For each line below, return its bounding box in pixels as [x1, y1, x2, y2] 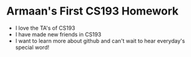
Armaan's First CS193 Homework [6, 4, 179, 18]
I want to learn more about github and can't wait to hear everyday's [15, 37, 185, 44]
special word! [15, 44, 50, 51]
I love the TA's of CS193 [15, 24, 75, 32]
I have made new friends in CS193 [15, 30, 102, 38]
